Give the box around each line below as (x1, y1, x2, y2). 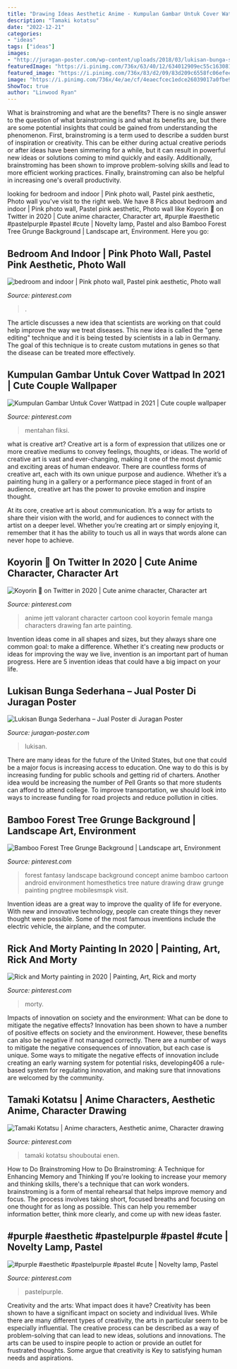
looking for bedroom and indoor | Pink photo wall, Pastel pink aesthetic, (7, 190, 215, 198)
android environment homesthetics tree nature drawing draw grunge (24, 878, 224, 887)
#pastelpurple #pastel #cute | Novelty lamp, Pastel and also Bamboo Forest (7, 220, 227, 228)
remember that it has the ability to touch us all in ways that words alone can (7, 528, 227, 537)
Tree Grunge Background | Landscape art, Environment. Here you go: (7, 227, 209, 236)
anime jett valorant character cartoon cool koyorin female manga (24, 614, 213, 622)
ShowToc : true (7, 83, 49, 90)
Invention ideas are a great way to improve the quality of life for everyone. (7, 899, 222, 908)
